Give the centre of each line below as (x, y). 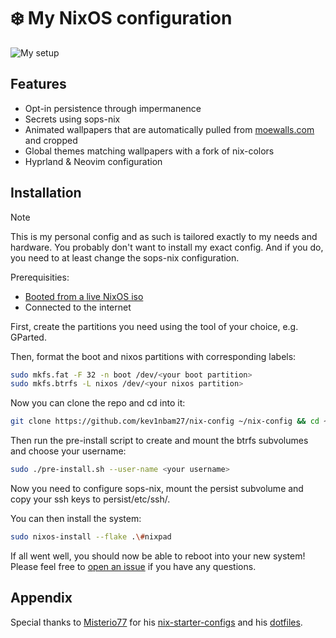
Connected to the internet (78, 307)
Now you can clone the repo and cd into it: (98, 403)
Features (38, 84)
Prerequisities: (40, 277)
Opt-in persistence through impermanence (113, 108)
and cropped (51, 140)
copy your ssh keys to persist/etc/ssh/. (90, 499)
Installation (46, 193)
